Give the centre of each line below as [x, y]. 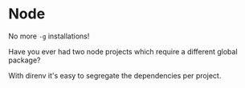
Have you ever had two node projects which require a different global [123, 51]
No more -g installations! [49, 36]
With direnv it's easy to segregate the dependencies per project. [115, 75]
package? [25, 60]
